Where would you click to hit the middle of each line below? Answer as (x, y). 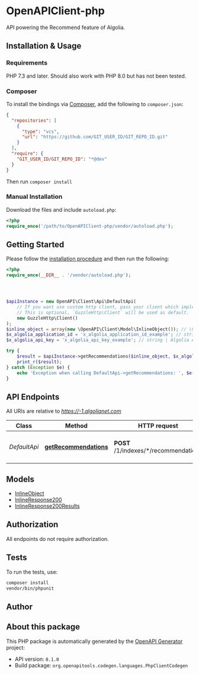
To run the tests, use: (32, 572)
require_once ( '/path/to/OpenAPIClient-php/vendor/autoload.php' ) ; (90, 226)
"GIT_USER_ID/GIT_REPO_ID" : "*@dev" (62, 159)
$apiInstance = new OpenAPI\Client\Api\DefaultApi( (71, 302)
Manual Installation (34, 197)
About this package (43, 627)
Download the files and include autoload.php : (61, 209)
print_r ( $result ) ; (39, 362)
